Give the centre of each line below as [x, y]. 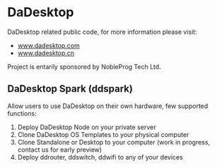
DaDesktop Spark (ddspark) [70, 89]
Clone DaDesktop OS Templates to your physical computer [103, 134]
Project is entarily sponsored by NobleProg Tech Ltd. [84, 66]
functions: [22, 113]
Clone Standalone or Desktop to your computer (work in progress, [114, 142]
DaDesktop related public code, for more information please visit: [102, 32]
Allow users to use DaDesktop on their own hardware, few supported [108, 106]
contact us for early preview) [60, 150]
